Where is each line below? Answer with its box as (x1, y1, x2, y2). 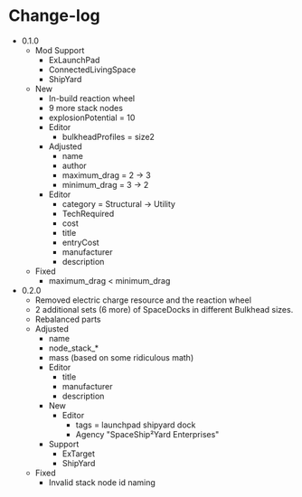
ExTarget (61, 448, 96, 459)
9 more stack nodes (48, 102, 124, 113)
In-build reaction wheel (48, 92, 136, 104)
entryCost (61, 237, 100, 248)
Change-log (8, 5, 100, 26)
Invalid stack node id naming (48, 476, 156, 488)
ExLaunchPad (48, 54, 100, 65)
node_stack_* (48, 342, 99, 353)
